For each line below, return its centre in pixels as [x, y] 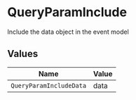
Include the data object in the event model [68, 32]
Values [23, 54]
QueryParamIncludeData [48, 86]
